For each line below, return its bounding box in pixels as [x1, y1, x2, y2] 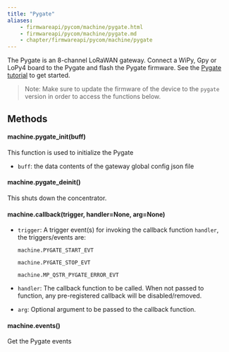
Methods [7, 112, 48, 124]
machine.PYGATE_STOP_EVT [17, 259, 91, 266]
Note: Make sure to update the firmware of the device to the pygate [24, 85, 220, 93]
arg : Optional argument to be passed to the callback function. [17, 305, 196, 314]
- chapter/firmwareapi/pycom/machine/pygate [20, 37, 153, 44]
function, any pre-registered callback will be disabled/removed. [17, 291, 202, 300]
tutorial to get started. [7, 71, 70, 80]
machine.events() [7, 321, 61, 329]
